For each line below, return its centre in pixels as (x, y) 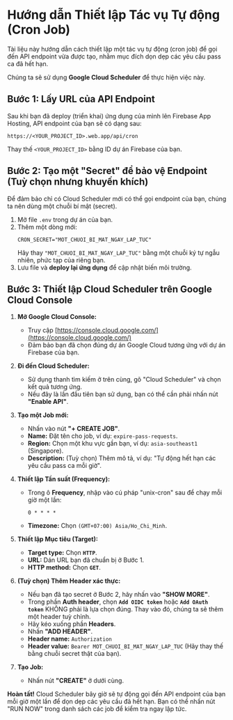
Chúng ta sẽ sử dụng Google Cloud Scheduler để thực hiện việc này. (106, 77)
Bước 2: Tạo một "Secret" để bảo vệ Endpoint (107, 171)
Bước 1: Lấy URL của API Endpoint (81, 99)
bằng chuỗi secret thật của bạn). (74, 654)
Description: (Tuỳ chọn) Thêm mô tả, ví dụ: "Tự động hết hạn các (122, 458)
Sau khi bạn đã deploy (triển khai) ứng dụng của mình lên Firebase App (109, 116)
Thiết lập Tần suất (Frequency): (63, 479)
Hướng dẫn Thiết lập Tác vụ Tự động (114, 15)
